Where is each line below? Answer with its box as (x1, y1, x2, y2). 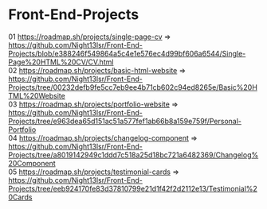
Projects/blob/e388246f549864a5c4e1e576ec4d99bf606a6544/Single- (8, 48, 246, 58)
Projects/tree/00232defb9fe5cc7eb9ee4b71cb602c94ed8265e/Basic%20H (8, 82, 257, 92)
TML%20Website (8, 91, 65, 100)
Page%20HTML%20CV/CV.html (8, 57, 114, 67)
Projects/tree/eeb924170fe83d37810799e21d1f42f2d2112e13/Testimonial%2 (8, 184, 257, 193)
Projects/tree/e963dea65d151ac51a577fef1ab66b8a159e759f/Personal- (8, 116, 241, 126)
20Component (8, 158, 56, 168)
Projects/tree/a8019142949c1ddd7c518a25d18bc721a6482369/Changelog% (8, 149, 259, 160)
